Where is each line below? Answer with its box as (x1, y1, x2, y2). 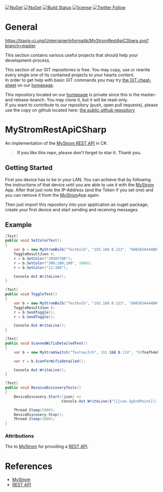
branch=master (5, 43, 36, 49)
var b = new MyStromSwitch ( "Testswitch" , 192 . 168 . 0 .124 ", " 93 (14, 350, 142, 355)
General (5, 22, 38, 33)
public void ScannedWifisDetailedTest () (5, 341, 88, 346)
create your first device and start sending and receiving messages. (5, 206, 139, 212)
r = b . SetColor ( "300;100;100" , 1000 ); (14, 260, 92, 266)
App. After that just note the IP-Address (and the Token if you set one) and (5, 187, 154, 193)
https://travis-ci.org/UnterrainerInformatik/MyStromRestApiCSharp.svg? (5, 37, 149, 43)
